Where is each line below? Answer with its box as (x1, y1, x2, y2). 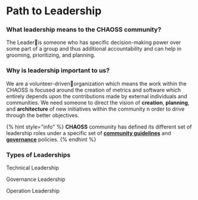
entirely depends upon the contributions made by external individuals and (6, 92, 188, 99)
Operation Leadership (6, 187, 60, 195)
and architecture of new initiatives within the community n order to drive (6, 105, 185, 112)
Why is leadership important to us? (6, 67, 110, 75)
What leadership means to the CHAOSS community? (6, 26, 162, 34)
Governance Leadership (6, 176, 66, 183)
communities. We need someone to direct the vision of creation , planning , (6, 99, 190, 106)
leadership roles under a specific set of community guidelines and (6, 129, 171, 136)
